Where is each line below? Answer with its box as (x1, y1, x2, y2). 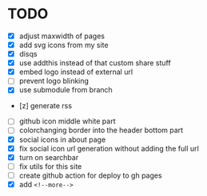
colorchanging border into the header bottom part (18, 125, 184, 135)
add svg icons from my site (18, 41, 109, 49)
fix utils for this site (18, 161, 82, 171)
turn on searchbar (18, 152, 79, 162)
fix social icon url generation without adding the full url (18, 143, 199, 153)
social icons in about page (18, 135, 106, 144)
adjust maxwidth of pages (18, 31, 105, 41)
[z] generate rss (18, 101, 73, 111)
